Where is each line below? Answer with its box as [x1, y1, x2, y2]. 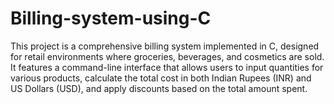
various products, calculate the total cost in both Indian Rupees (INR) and [10, 72, 312, 84]
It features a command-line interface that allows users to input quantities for [10, 61, 324, 73]
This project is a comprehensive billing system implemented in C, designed [10, 40, 320, 52]
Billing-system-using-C [10, 7, 212, 30]
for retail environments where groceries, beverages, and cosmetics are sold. [10, 50, 325, 62]
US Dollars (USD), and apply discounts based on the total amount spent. [10, 82, 308, 94]
